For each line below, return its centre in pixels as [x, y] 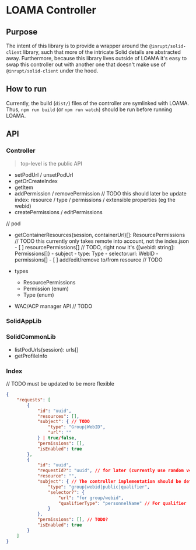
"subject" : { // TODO [64, 422]
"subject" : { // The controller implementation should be [109, 482]
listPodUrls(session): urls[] [46, 349]
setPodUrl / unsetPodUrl [44, 175]
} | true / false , [57, 438]
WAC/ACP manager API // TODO [53, 306]
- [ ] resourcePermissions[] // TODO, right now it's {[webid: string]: [94, 247]
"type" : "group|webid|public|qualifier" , [99, 487]
